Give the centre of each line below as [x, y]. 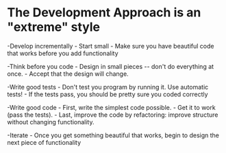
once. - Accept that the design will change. [68, 74]
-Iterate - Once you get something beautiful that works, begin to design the [113, 135]
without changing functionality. [51, 122]
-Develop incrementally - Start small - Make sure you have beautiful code [111, 46]
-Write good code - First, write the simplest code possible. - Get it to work [111, 107]
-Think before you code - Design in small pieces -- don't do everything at [111, 66]
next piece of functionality [44, 142]
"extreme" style [54, 27]
